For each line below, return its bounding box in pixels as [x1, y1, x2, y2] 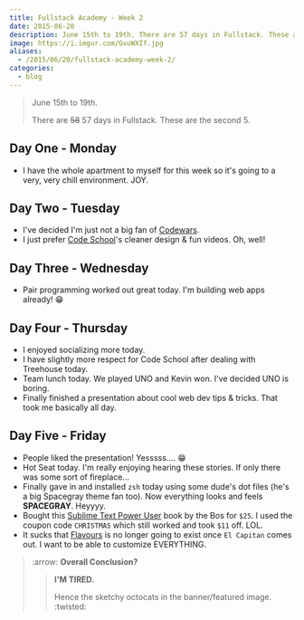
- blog [17, 72, 43, 81]
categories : [9, 64, 54, 73]
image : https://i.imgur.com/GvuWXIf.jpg [9, 38, 165, 48]
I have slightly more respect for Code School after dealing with [22, 354, 256, 365]
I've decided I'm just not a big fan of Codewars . [22, 224, 200, 235]
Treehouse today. [22, 364, 89, 374]
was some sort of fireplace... [22, 472, 129, 482]
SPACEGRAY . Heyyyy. [22, 500, 107, 511]
